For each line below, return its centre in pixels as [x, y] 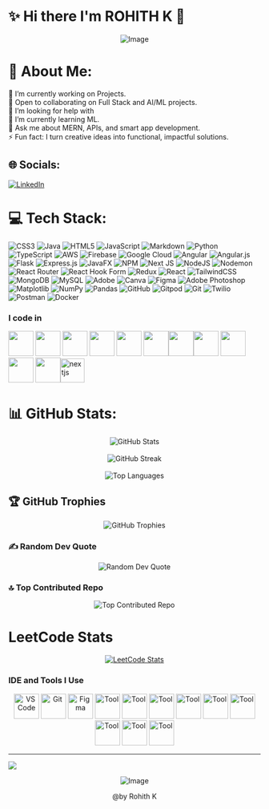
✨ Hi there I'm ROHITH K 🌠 [97, 16]
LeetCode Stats [61, 637]
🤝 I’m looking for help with [51, 111]
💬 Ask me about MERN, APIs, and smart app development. [104, 127]
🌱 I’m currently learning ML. [54, 119]
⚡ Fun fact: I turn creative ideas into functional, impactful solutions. [119, 136]
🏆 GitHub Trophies [57, 502]
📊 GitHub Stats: [63, 414]
